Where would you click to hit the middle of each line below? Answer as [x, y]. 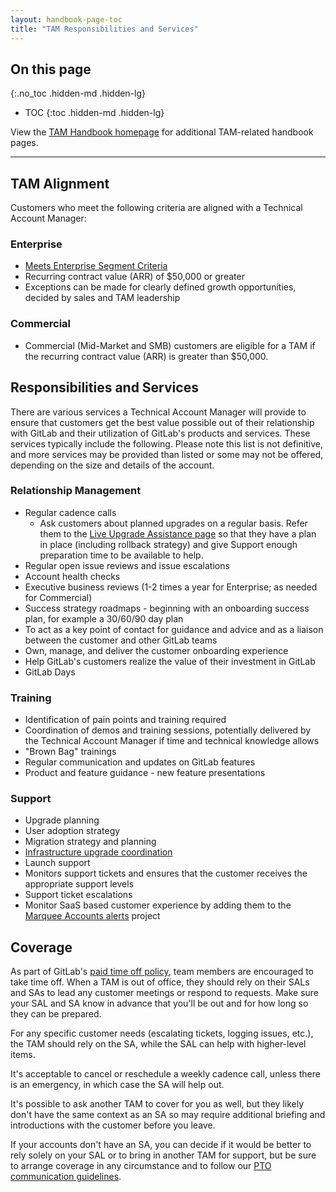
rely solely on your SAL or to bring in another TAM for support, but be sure [163, 1155]
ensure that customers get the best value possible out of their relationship [162, 422]
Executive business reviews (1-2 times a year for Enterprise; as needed [171, 587]
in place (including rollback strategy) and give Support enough [168, 544]
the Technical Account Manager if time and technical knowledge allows [172, 741]
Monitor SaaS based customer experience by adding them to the [158, 905]
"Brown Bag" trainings [70, 752]
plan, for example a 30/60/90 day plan [104, 618]
